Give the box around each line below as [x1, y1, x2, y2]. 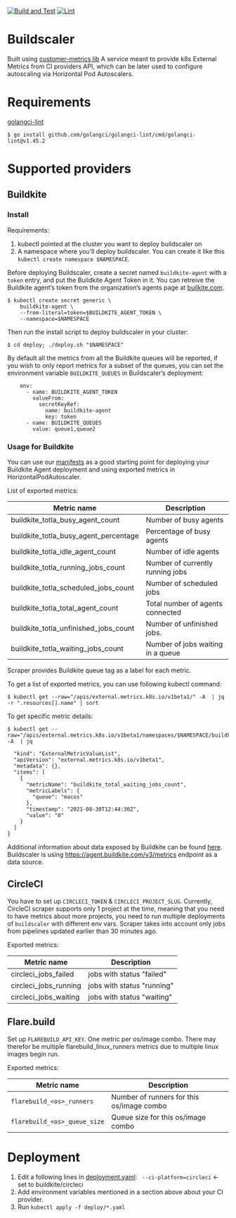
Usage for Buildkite [7, 441, 74, 451]
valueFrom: [32, 395, 65, 402]
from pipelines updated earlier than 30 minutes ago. [7, 927, 158, 935]
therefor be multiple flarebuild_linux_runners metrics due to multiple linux [7, 1042, 219, 1050]
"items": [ [13, 769, 46, 776]
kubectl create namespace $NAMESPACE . [17, 254, 130, 263]
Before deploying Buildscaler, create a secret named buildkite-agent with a [7, 268, 227, 276]
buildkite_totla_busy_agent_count [11, 515, 120, 525]
